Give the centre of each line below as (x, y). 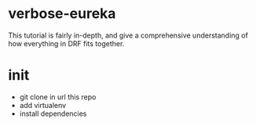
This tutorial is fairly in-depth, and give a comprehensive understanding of (128, 35)
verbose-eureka (62, 14)
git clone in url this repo (58, 97)
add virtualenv (43, 105)
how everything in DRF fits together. (66, 43)
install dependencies (53, 113)
